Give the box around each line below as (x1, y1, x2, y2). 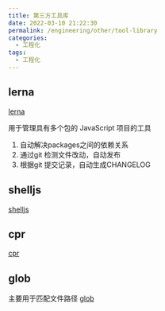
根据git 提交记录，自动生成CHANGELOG (19, 160, 151, 169)
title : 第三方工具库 (8, 11, 69, 20)
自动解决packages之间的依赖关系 (19, 140, 129, 150)
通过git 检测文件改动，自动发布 (19, 150, 121, 159)
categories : (8, 33, 48, 42)
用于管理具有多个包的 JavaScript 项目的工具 (8, 122, 152, 132)
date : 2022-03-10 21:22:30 (8, 19, 98, 27)
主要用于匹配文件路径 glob (8, 294, 94, 303)
